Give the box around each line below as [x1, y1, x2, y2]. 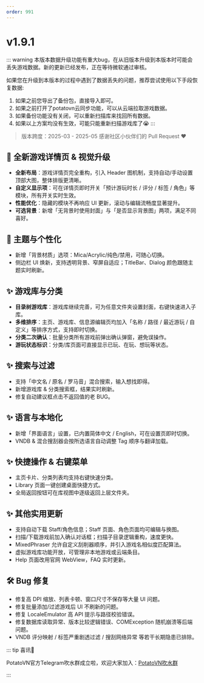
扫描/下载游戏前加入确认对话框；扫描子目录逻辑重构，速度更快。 [15, 533, 177, 540]
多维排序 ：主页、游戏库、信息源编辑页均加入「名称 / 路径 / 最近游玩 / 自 [15, 318, 195, 325]
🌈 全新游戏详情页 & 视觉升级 [6, 152, 110, 162]
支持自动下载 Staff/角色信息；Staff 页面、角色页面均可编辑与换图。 [15, 526, 182, 533]
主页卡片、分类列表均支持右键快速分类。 [15, 474, 117, 481]
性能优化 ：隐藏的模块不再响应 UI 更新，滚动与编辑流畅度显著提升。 [15, 200, 183, 207]
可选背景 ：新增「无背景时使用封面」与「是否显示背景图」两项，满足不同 [15, 207, 196, 214]
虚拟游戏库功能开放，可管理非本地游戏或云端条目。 [15, 548, 143, 556]
